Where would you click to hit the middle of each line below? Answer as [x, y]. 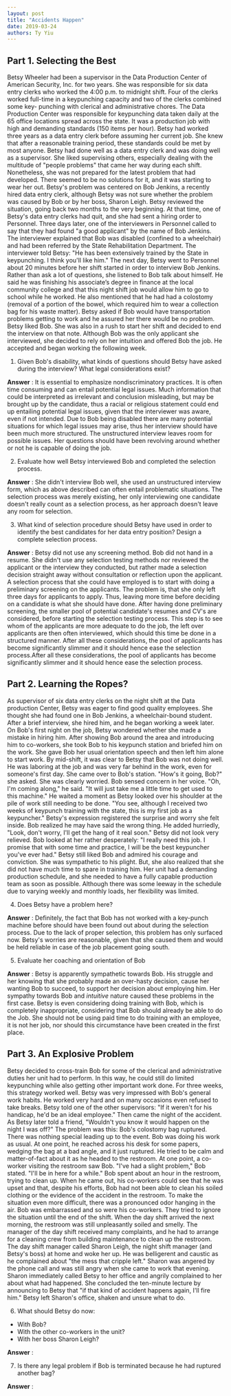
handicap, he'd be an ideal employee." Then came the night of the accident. [114, 1114]
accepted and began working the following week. [77, 348]
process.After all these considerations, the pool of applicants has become [112, 655]
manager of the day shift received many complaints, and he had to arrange [113, 1231]
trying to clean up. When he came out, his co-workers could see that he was [115, 1180]
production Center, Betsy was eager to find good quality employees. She [110, 708]
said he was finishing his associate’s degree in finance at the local [100, 283]
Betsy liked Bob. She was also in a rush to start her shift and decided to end [114, 326]
